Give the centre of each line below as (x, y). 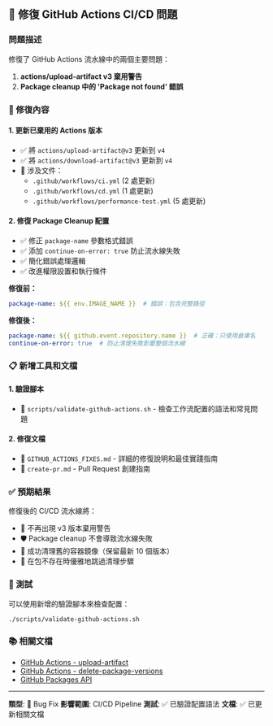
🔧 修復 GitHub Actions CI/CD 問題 (93, 15)
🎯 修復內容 (29, 110)
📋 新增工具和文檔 (43, 366)
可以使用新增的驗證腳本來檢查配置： (69, 603)
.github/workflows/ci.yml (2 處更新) (94, 180)
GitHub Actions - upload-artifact (74, 662)
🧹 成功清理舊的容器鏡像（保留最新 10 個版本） (97, 551)
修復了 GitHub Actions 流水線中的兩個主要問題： (89, 59)
